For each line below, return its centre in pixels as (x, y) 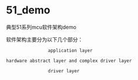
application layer (70, 50)
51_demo (28, 10)
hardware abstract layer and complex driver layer (69, 61)
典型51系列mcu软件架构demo (41, 27)
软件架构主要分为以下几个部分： (44, 39)
